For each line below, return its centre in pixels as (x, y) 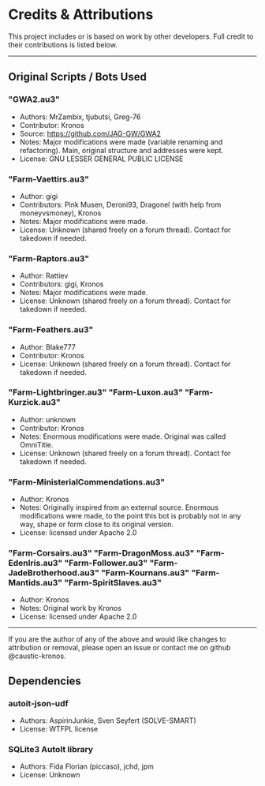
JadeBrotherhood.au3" (54, 573)
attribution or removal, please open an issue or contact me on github (119, 648)
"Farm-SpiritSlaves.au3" (113, 583)
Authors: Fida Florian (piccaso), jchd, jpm (86, 766)
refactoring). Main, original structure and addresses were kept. (121, 150)
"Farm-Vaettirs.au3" (49, 179)
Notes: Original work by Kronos (71, 608)
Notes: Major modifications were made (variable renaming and (121, 142)
